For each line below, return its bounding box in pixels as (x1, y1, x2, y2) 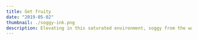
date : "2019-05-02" (6, 14, 54, 20)
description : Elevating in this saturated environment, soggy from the (6, 25, 186, 31)
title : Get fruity (6, 8, 51, 15)
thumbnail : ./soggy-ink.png (6, 19, 75, 25)
